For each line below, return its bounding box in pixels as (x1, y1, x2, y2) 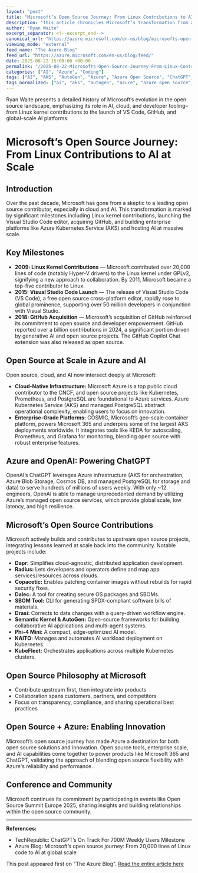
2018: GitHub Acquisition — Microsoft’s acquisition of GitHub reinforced (14, 313, 192, 320)
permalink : (6, 63, 33, 70)
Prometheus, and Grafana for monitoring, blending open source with (14, 432, 181, 439)
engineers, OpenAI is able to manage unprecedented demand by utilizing (6, 490, 184, 498)
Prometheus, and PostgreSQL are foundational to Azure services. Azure (14, 395, 189, 402)
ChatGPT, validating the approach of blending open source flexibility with (6, 756, 184, 763)
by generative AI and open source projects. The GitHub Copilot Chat (14, 332, 181, 339)
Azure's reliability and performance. (6, 762, 93, 769)
